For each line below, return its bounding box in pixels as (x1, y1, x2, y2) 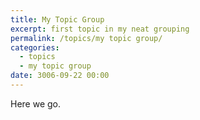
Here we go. (10, 97, 62, 110)
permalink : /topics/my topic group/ (10, 33, 163, 43)
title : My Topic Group (10, 14, 105, 25)
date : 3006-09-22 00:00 (10, 71, 110, 81)
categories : (10, 42, 60, 53)
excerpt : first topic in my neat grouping (10, 24, 190, 34)
